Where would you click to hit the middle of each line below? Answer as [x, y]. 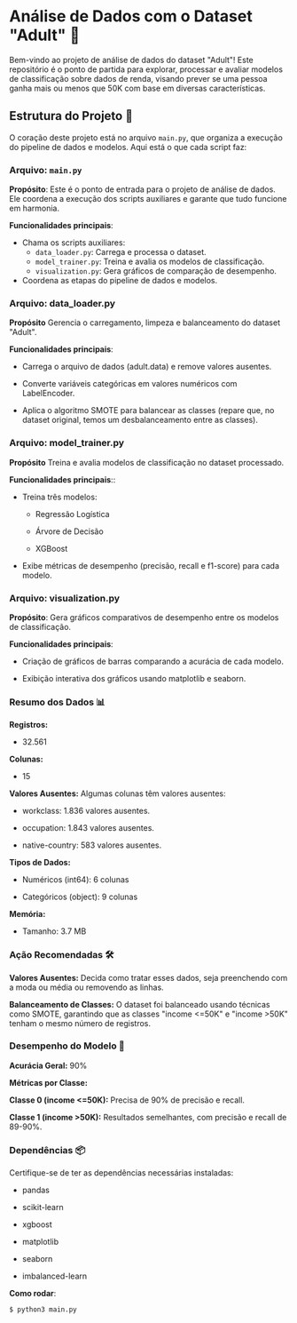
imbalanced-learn [55, 1276]
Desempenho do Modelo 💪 [67, 1046]
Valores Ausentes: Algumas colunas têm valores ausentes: [117, 793]
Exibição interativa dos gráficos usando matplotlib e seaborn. [134, 678]
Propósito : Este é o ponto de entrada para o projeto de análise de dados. [143, 189]
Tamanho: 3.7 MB [54, 931]
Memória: [27, 914]
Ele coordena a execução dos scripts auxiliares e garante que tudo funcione [148, 199]
